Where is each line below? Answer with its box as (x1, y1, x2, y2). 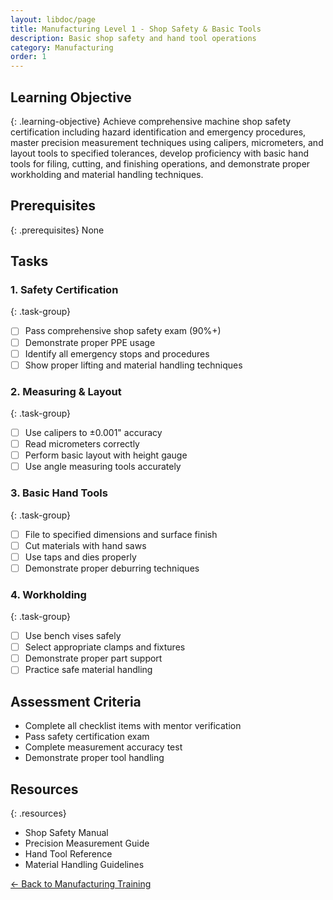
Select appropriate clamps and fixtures (24, 641, 186, 653)
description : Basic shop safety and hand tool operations (10, 33, 257, 43)
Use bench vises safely (24, 630, 122, 642)
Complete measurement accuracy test (24, 741, 183, 753)
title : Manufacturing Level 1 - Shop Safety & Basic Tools (10, 24, 262, 34)
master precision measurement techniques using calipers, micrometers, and (10, 136, 324, 148)
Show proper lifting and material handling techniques (24, 359, 243, 371)
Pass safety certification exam (24, 731, 150, 743)
